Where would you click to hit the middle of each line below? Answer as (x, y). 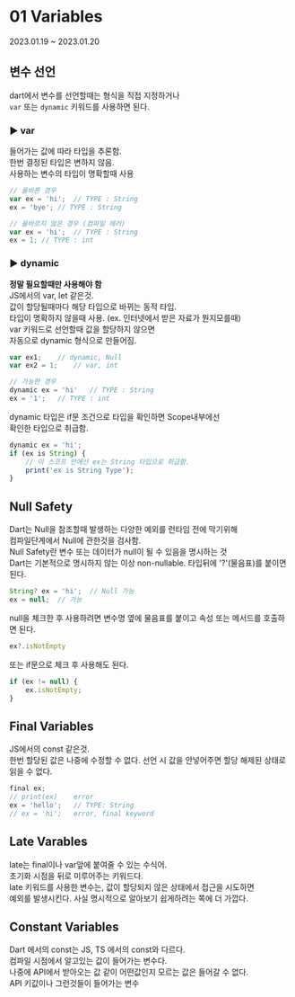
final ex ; (28, 788)
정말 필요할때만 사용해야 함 (56, 284)
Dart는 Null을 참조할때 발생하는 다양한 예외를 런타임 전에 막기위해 (124, 530)
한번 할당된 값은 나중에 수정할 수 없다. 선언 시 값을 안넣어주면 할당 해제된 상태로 (148, 761)
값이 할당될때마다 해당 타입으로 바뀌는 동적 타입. (93, 307)
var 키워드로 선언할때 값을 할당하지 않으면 (82, 329)
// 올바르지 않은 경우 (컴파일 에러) (67, 223)
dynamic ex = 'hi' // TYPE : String (82, 390)
